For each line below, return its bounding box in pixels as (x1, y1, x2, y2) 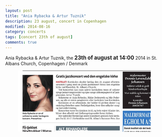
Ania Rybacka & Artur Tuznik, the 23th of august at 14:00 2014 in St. (5, 54, 157, 61)
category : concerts (5, 29, 46, 35)
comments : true (5, 40, 37, 45)
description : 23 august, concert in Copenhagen (5, 19, 107, 24)
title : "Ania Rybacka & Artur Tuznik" (5, 13, 86, 19)
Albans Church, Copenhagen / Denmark (5, 60, 88, 66)
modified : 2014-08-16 (5, 24, 51, 29)
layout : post (5, 8, 33, 13)
